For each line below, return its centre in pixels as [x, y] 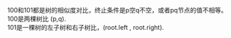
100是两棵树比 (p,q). [37, 19]
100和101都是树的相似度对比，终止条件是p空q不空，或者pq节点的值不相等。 [117, 10]
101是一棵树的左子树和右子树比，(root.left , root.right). [86, 27]
